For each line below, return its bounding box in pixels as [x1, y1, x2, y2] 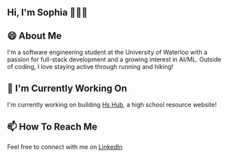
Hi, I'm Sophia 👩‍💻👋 [7, 7, 88, 18]
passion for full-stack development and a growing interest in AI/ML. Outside [7, 55, 222, 63]
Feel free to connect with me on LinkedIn [7, 143, 123, 151]
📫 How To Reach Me [7, 121, 98, 133]
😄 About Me [7, 30, 62, 42]
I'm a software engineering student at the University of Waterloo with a [7, 48, 208, 57]
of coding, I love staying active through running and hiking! [7, 63, 174, 71]
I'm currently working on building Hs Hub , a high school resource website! [7, 100, 217, 109]
